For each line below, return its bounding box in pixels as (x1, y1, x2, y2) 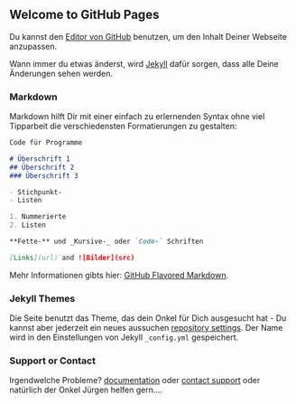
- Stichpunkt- (9, 187, 63, 197)
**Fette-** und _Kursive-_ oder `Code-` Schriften (9, 237, 204, 247)
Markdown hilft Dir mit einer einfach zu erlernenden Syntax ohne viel (9, 111, 265, 122)
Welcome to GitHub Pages (9, 7, 160, 23)
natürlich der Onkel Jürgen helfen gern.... (9, 384, 163, 396)
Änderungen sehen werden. (9, 68, 114, 79)
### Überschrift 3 (9, 171, 79, 180)
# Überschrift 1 (9, 154, 70, 164)
